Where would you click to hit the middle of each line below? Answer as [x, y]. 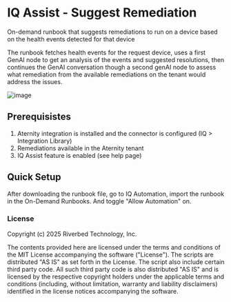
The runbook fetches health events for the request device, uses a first [106, 52]
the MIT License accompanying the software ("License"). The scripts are [110, 254]
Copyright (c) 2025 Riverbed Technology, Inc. [72, 234]
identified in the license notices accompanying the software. [93, 291]
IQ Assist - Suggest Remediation [102, 13]
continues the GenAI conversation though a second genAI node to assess [112, 67]
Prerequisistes [39, 117]
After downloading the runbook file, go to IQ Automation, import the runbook [116, 194]
